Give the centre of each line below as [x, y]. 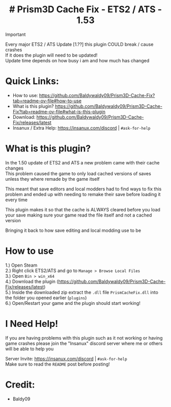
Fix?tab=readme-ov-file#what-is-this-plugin [59, 111]
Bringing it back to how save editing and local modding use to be [73, 230]
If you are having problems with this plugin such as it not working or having [84, 338]
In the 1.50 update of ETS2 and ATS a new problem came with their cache [82, 162]
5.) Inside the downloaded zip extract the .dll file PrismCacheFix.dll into [82, 292]
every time [17, 200]
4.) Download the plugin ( [32, 281]
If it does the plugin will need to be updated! [51, 55]
